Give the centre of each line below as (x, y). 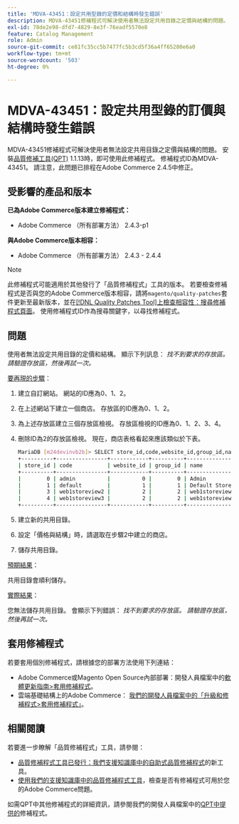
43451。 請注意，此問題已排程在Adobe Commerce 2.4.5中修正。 (102, 167)
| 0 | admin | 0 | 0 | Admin (112, 479)
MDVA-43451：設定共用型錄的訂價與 (117, 110)
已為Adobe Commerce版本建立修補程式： (69, 210)
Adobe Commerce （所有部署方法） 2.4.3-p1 (83, 226)
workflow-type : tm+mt (39, 54)
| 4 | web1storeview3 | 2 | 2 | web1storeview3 (126, 499)
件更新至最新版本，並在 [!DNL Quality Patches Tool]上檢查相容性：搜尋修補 (117, 302)
